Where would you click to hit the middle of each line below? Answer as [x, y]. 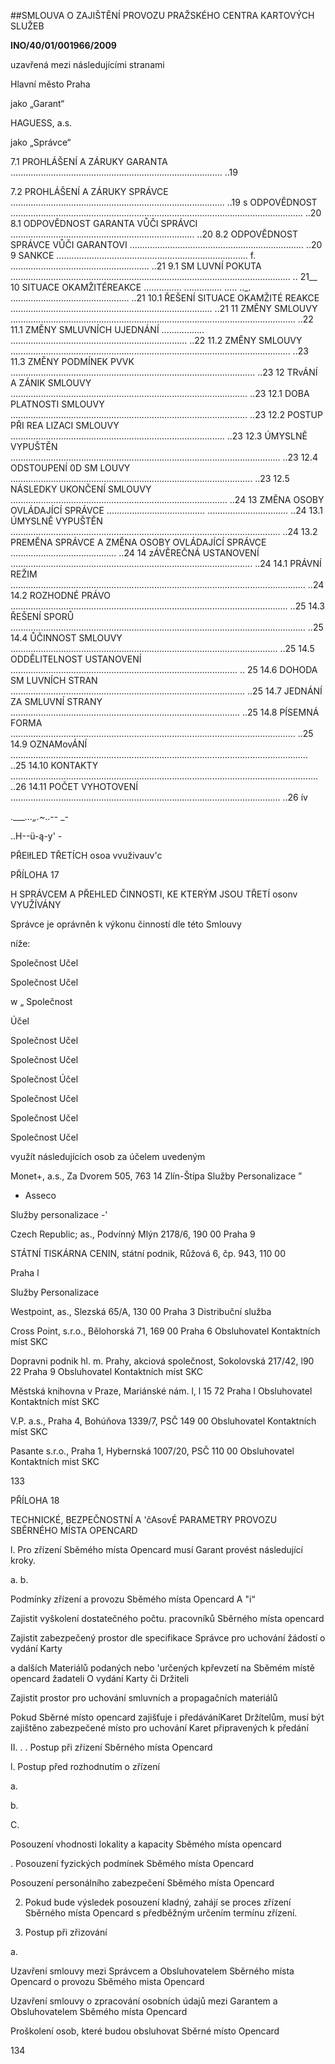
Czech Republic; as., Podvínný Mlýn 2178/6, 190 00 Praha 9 [133, 1234]
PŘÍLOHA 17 [35, 874]
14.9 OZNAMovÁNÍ [49, 744]
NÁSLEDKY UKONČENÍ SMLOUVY [81, 489]
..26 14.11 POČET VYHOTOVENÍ [74, 786]
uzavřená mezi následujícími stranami [87, 64]
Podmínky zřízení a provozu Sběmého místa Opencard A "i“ [133, 1599]
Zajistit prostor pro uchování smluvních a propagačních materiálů [144, 1698]
